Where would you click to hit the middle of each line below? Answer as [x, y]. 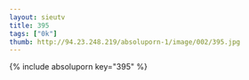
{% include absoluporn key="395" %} [79, 67]
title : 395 [29, 25]
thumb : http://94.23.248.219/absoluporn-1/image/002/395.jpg [125, 42]
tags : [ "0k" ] [33, 33]
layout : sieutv [37, 17]
